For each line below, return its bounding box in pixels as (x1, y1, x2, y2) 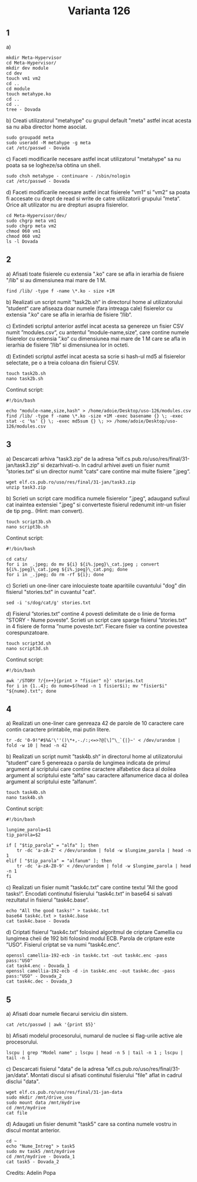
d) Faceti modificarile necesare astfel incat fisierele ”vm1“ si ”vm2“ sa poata (6, 189, 191, 196)
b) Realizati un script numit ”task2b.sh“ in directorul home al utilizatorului (6, 298, 183, 305)
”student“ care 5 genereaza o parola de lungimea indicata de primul (6, 759, 170, 767)
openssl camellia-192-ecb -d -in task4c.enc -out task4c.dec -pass (6, 968, 176, 974)
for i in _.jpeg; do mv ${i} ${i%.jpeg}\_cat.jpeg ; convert (6, 561, 160, 567)
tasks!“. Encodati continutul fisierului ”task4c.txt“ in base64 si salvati (6, 890, 173, 897)
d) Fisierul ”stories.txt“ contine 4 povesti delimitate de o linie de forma (6, 610, 176, 617)
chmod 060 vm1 (6, 228, 41, 234)
